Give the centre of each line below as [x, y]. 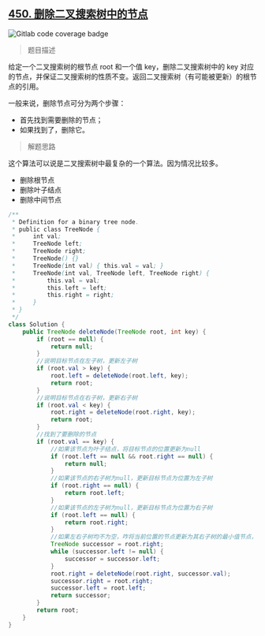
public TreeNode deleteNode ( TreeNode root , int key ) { [114, 332]
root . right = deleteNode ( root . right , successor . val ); [140, 574]
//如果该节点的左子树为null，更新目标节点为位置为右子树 [131, 508]
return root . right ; [96, 523]
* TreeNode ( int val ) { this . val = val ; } [88, 266]
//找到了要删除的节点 [67, 435]
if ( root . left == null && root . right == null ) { [132, 456]
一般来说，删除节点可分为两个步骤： [67, 103]
